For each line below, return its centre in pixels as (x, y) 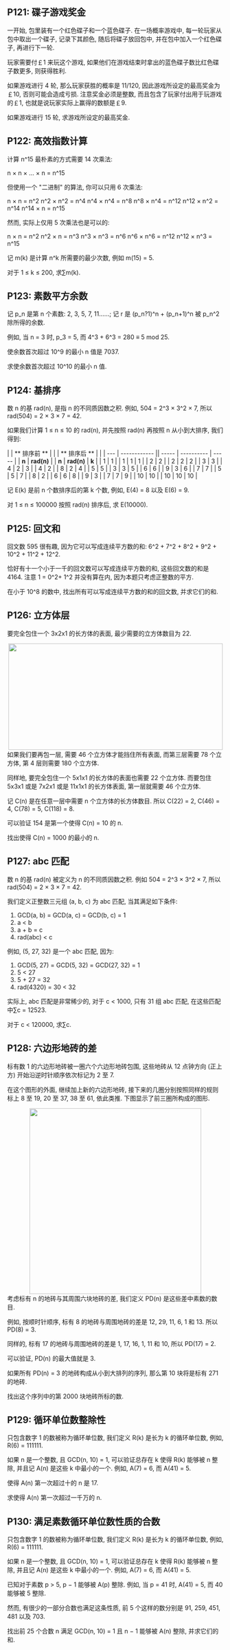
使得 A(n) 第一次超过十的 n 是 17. (53, 1483)
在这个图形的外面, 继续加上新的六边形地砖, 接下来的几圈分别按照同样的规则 (113, 1089)
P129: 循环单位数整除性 (57, 1419)
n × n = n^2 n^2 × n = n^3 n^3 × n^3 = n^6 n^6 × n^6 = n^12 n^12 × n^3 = (110, 236)
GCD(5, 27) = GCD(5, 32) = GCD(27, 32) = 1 (79, 965)
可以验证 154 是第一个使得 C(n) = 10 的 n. (65, 823)
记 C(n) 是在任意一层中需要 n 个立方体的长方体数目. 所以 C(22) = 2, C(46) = (114, 801)
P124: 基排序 (34, 390)
